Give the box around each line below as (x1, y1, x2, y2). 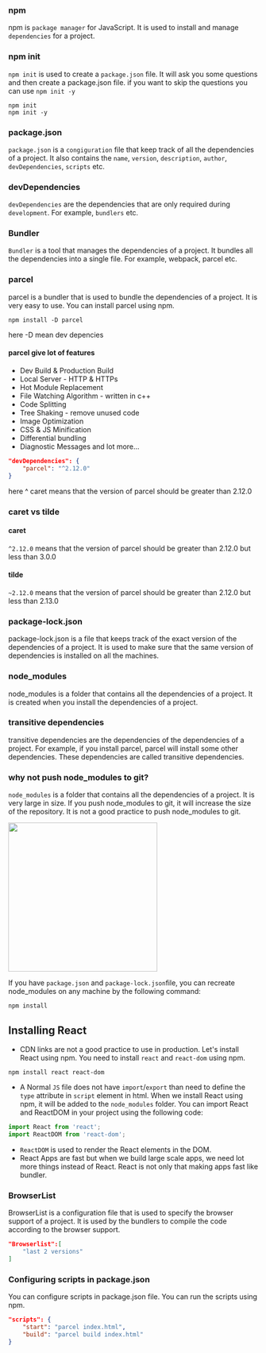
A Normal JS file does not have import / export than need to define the (19, 1082, 246, 1092)
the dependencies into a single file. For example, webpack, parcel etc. (8, 254, 237, 264)
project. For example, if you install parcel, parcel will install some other (8, 744, 239, 753)
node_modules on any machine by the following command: (8, 987, 201, 996)
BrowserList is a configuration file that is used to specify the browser (8, 1208, 233, 1217)
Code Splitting (19, 399, 67, 409)
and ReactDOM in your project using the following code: (19, 1108, 204, 1117)
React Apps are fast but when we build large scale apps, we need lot (19, 1153, 245, 1162)
